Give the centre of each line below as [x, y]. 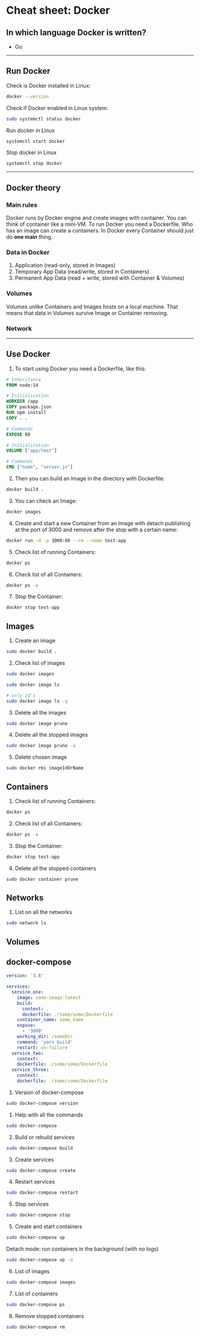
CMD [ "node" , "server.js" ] [40, 467]
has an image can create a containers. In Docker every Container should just [100, 230]
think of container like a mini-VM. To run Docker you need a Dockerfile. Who [100, 224]
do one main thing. [29, 237]
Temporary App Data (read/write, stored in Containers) [82, 272]
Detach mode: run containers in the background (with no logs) [82, 1249]
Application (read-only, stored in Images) [65, 265]
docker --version [28, 96]
